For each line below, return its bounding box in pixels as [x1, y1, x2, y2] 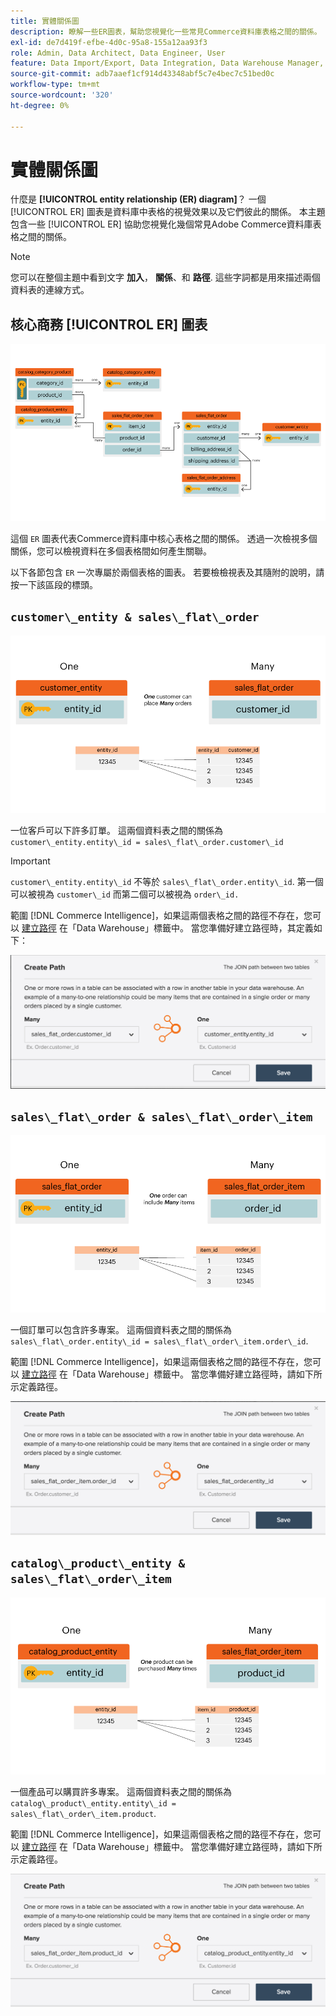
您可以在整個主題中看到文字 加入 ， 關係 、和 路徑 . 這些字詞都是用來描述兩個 [10, 271, 321, 284]
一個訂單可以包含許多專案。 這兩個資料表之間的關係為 [10, 1324, 232, 1336]
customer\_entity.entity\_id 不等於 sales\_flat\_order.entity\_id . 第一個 [10, 875, 324, 887]
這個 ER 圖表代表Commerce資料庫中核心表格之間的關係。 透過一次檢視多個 [10, 533, 318, 544]
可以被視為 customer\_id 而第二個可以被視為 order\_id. [10, 888, 240, 900]
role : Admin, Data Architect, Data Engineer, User [10, 48, 226, 58]
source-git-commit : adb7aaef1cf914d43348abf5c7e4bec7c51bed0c [10, 69, 275, 79]
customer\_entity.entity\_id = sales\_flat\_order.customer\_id [10, 837, 284, 847]
